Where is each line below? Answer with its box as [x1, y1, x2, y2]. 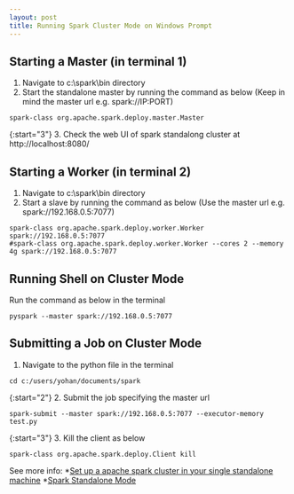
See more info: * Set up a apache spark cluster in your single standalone [9, 465, 274, 475]
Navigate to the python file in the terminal [21, 359, 174, 370]
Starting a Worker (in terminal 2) [9, 164, 192, 179]
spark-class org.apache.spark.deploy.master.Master [9, 114, 204, 122]
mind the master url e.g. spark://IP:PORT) [21, 97, 174, 107]
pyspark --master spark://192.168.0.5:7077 [9, 311, 173, 320]
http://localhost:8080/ [9, 138, 91, 149]
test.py [9, 417, 38, 426]
